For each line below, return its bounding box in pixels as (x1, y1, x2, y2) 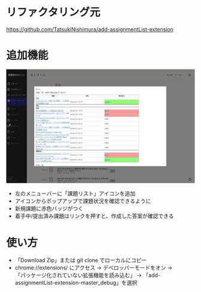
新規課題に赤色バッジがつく (14, 205, 84, 212)
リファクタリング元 (6, 5, 100, 19)
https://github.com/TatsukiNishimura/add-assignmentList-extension (6, 25, 173, 33)
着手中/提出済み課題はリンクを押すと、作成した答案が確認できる (14, 212, 174, 219)
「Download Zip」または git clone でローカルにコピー (14, 257, 147, 264)
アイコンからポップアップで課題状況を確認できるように (14, 197, 151, 204)
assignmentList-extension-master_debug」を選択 (14, 279, 138, 287)
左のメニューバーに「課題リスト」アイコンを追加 (14, 190, 136, 197)
